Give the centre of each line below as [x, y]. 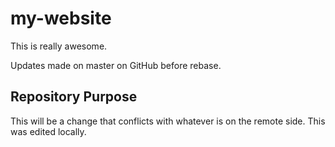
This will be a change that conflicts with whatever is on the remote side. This [168, 121]
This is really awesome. [59, 46]
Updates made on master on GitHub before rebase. [116, 65]
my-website [61, 18]
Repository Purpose [74, 97]
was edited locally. [48, 131]
